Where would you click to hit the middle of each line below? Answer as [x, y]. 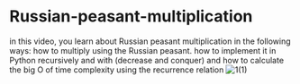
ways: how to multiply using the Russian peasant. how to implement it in [143, 50]
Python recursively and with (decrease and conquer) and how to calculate [147, 60]
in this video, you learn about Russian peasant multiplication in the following [150, 41]
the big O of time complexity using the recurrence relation [117, 70]
